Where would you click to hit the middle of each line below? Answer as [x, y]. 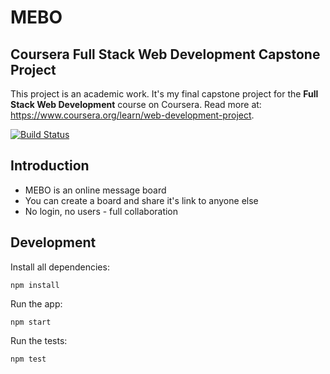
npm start [31, 322]
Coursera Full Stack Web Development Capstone [165, 54]
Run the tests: [39, 340]
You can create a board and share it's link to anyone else [141, 200]
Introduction [50, 166]
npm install [35, 285]
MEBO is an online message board [95, 190]
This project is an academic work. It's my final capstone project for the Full [164, 94]
